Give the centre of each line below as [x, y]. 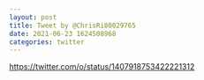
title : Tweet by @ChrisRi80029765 [73, 25]
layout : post [33, 17]
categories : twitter [47, 42]
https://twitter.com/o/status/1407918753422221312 [102, 67]
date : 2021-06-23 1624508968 [63, 33]
